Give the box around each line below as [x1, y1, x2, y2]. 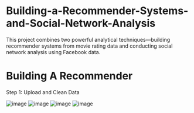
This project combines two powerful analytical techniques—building [6, 36, 171, 43]
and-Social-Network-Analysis [6, 16, 156, 30]
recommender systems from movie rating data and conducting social [6, 42, 173, 49]
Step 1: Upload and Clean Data [6, 88, 80, 95]
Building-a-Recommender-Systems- [6, 4, 189, 18]
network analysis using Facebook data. [6, 48, 101, 55]
